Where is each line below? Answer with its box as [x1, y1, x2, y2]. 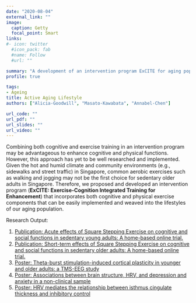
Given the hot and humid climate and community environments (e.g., [6, 162, 171, 169]
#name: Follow [11, 52, 45, 58]
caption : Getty [11, 25, 48, 31]
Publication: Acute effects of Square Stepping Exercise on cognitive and [14, 228, 188, 235]
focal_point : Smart [11, 30, 59, 36]
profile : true [6, 74, 41, 80]
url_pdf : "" [6, 116, 35, 122]
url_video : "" [6, 127, 41, 133]
